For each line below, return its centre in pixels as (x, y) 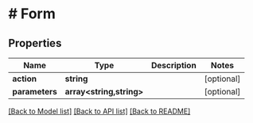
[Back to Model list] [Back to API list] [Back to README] (99, 111)
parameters (35, 92)
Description (173, 65)
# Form (32, 14)
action (25, 79)
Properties (35, 43)
